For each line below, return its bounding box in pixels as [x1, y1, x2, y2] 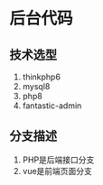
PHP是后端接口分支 [22, 154, 95, 165]
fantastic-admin [22, 100, 82, 111]
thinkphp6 [22, 71, 61, 82]
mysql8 [22, 81, 51, 91]
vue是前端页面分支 [22, 165, 93, 176]
